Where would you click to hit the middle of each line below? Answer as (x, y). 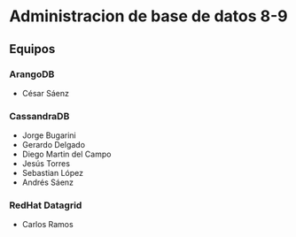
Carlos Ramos (47, 225)
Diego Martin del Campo (66, 154)
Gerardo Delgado (54, 145)
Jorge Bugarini (49, 135)
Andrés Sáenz (47, 182)
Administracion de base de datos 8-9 (148, 16)
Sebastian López (53, 173)
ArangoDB (32, 74)
